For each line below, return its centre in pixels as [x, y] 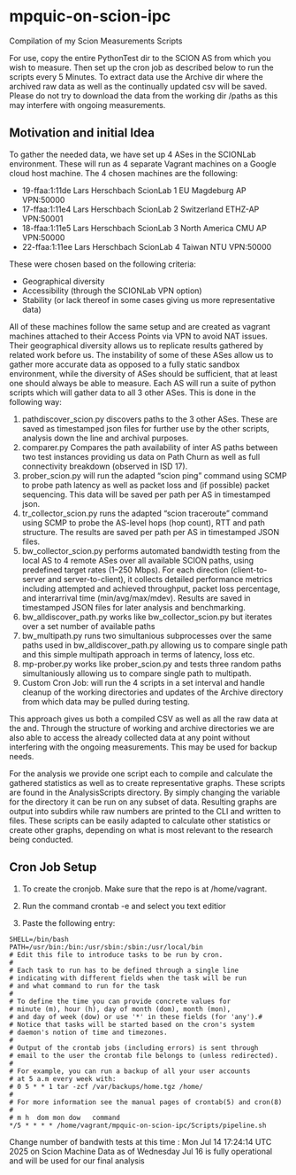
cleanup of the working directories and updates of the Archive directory [152, 692]
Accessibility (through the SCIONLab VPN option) [112, 291]
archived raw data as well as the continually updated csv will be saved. [138, 86]
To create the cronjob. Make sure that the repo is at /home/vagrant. [144, 889]
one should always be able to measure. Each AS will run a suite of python [143, 383]
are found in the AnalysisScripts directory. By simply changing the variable [145, 792]
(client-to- [249, 570]
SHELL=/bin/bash [39, 939]
